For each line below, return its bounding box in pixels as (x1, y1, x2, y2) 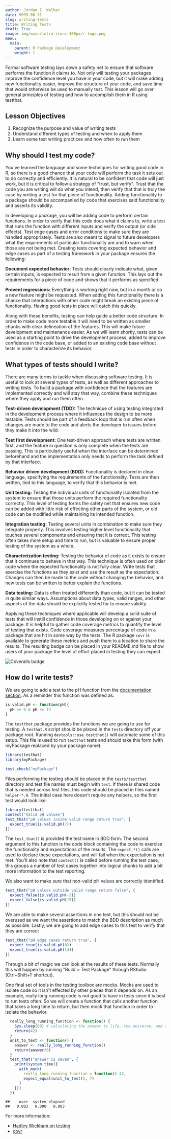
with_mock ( (18, 1066, 42, 1072)
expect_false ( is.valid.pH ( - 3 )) (10, 893, 76, 898)
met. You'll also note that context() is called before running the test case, (5, 857, 159, 863)
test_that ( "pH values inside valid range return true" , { (5, 816, 131, 822)
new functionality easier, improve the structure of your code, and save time (5, 80, 163, 87)
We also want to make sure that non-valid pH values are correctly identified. (5, 878, 165, 884)
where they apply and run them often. (5, 395, 84, 401)
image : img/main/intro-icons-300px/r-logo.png (5, 31, 106, 36)
